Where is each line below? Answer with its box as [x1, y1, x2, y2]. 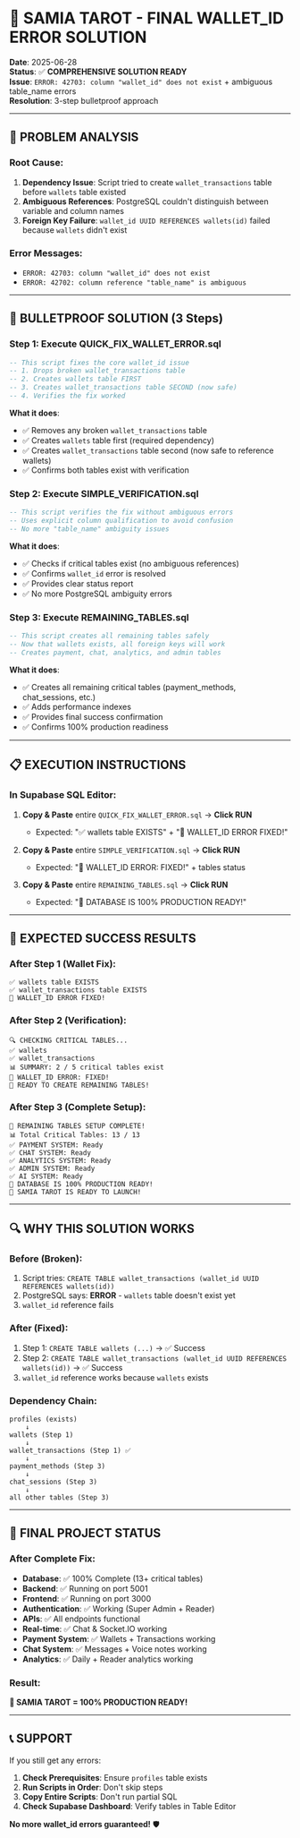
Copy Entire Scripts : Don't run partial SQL [21, 1791, 178, 1802]
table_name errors [9, 85, 77, 97]
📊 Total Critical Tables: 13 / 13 [9, 1130, 140, 1140]
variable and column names [21, 205, 125, 216]
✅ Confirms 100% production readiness [21, 721, 169, 732]
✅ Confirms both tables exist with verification [21, 465, 190, 475]
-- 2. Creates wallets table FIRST [9, 375, 142, 384]
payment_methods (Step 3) [9, 1462, 105, 1471]
